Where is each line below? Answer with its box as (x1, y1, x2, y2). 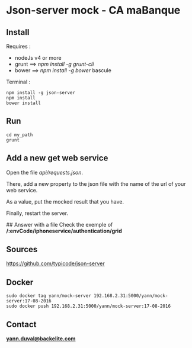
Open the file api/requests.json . (6, 169, 84, 176)
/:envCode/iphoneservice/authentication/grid (6, 227, 123, 234)
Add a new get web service (6, 153, 108, 163)
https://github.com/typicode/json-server (6, 260, 105, 267)
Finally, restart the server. (6, 210, 69, 217)
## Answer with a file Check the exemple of (6, 221, 113, 228)
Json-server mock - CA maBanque (6, 4, 181, 17)
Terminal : (6, 78, 31, 85)
